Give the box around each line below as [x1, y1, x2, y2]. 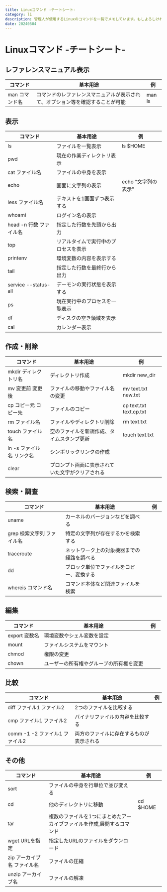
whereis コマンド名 [7, 584, 53, 591]
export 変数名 [7, 632, 39, 639]
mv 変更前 [7, 384, 31, 391]
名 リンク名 [7, 452, 34, 459]
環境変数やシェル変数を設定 [44, 632, 109, 639]
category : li [5, 12, 32, 17]
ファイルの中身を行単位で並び [49, 782, 119, 789]
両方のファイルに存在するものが [74, 730, 150, 737]
